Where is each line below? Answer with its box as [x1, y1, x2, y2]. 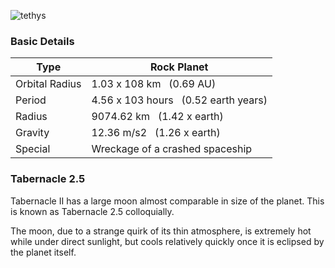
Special [15, 142, 51, 156]
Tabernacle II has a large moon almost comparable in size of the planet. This [10, 195, 325, 207]
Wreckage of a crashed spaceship [91, 142, 253, 156]
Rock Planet [150, 60, 209, 74]
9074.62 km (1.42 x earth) [91, 110, 224, 124]
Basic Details [10, 34, 75, 48]
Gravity [15, 126, 50, 140]
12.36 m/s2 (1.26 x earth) [91, 126, 221, 140]
